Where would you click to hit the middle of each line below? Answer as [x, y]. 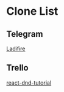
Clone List [32, 11]
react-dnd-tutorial [29, 82]
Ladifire [16, 48]
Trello [17, 68]
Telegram [25, 34]
